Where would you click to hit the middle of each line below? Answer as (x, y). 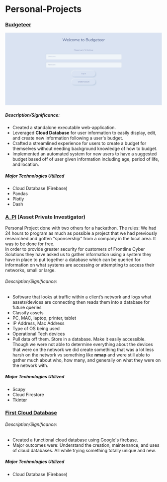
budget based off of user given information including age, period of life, (86, 159)
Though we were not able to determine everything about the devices (83, 344)
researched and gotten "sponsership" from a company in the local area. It (81, 238)
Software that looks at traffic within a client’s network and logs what (82, 297)
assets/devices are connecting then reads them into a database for (81, 302)
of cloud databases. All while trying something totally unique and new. (84, 450)
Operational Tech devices (39, 334)
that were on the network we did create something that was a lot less (83, 349)
